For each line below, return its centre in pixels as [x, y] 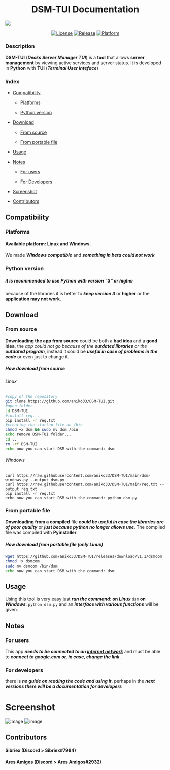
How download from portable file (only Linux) [54, 544]
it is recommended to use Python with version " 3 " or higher [69, 280]
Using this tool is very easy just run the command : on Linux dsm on [76, 599]
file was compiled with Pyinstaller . [41, 533]
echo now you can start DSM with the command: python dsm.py [71, 498]
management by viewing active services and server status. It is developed [83, 63]
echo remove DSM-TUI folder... [38, 434]
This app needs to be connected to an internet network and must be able [83, 652]
